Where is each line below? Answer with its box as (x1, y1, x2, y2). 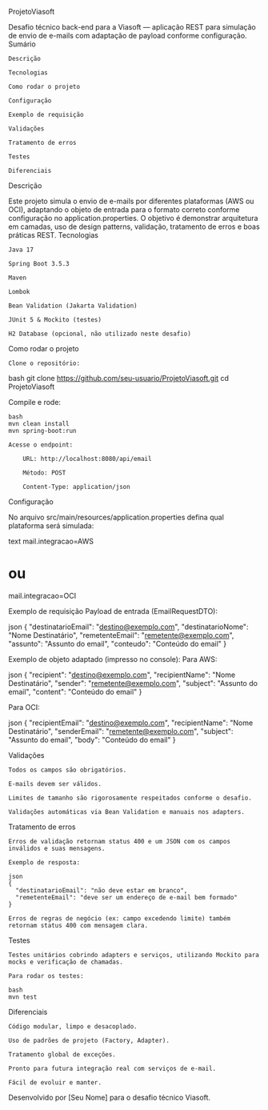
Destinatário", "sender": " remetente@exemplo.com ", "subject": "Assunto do (8, 678, 258, 687)
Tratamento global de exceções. (8, 1050, 116, 1059)
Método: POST (22, 469, 66, 477)
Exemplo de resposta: (8, 858, 81, 867)
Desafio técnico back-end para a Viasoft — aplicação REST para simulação (8, 22, 256, 31)
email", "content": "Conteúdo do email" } (8, 687, 142, 696)
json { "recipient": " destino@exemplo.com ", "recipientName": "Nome (8, 670, 236, 679)
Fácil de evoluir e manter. (8, 1078, 102, 1087)
